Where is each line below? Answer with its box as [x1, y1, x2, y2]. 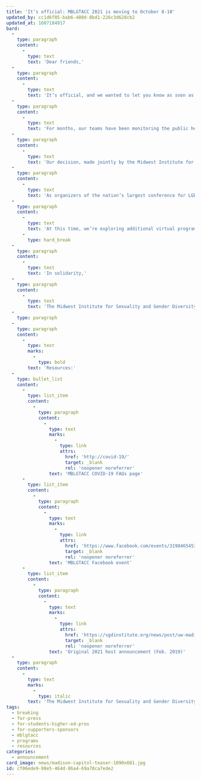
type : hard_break [28, 237, 71, 243]
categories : [6, 749, 36, 755]
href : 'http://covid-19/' [65, 454, 130, 460]
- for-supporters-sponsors [11, 727, 79, 733]
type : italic [38, 693, 71, 699]
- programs [11, 737, 39, 744]
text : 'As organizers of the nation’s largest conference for [28, 192, 186, 198]
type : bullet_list [17, 376, 63, 382]
